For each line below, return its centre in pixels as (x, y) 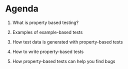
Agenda (22, 9)
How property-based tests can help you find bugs (64, 61)
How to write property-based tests (48, 51)
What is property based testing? (45, 22)
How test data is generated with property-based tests (68, 42)
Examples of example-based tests (47, 32)
